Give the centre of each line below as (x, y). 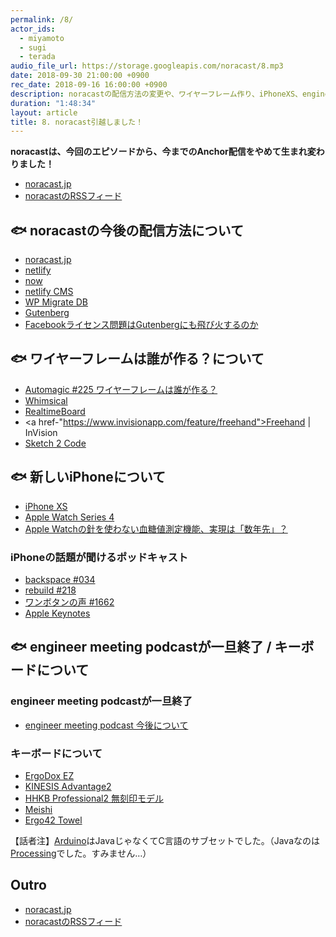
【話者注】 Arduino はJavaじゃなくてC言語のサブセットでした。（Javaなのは (165, 840)
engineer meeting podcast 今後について (106, 725)
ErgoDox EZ (49, 775)
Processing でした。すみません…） (81, 853)
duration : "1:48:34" (53, 103)
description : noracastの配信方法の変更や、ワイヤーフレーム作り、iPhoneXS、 (156, 94)
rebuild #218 (50, 590)
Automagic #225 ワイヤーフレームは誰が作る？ (121, 389)
